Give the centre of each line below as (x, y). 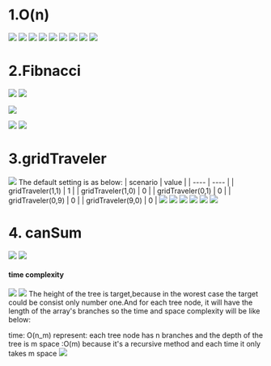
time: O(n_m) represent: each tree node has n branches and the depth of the (136, 335)
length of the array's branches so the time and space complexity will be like (134, 311)
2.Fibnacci (44, 71)
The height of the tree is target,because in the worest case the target (143, 293)
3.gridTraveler (57, 159)
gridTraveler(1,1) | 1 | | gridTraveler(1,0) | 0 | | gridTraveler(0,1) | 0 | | (120, 191)
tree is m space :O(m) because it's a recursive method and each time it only (135, 343)
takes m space (33, 353)
